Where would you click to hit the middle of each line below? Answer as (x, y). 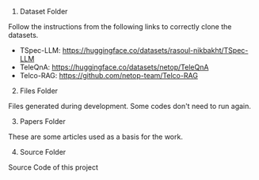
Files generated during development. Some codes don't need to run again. (130, 106)
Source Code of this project (53, 167)
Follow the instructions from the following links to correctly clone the (120, 26)
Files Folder (38, 91)
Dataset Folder (44, 11)
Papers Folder (42, 121)
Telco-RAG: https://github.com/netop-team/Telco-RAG (109, 75)
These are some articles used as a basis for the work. (96, 137)
